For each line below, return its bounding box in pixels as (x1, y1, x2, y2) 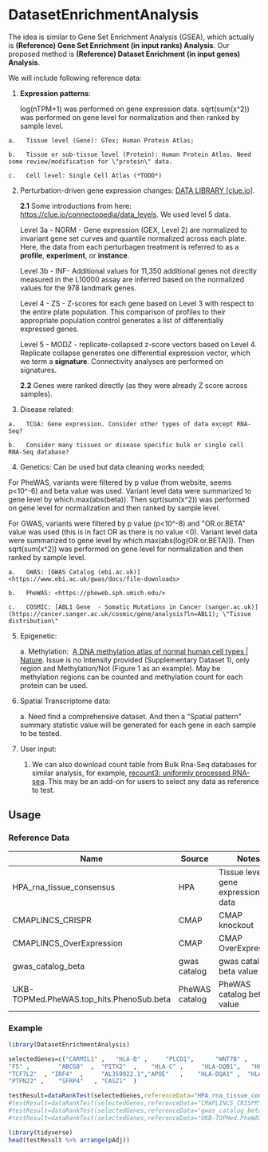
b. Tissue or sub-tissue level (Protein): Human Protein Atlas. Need (8, 150, 251, 158)
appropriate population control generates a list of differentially (19, 315, 224, 325)
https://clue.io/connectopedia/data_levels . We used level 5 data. (19, 210, 231, 219)
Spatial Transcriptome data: (19, 696, 112, 706)
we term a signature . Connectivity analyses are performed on (19, 356, 223, 366)
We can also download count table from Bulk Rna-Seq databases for (31, 759, 258, 769)
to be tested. (19, 728, 62, 738)
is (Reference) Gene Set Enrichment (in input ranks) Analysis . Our (8, 40, 230, 50)
